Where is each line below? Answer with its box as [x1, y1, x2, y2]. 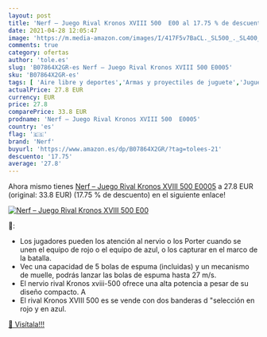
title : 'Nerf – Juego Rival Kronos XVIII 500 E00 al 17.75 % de [8, 19, 229, 27]
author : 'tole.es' [8, 57, 69, 65]
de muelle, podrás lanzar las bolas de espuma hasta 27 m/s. [19, 270, 217, 280]
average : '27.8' [8, 160, 62, 168]
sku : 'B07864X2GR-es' [8, 71, 80, 79]
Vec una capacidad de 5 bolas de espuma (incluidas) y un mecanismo [19, 262, 250, 272]
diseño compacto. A [19, 288, 86, 297]
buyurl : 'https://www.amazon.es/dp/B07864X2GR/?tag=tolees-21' [8, 145, 222, 153]
